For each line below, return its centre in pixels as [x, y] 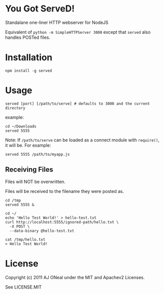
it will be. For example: [28, 145]
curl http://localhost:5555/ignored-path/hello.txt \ [62, 222]
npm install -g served [29, 71]
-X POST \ [20, 226]
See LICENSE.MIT [23, 287]
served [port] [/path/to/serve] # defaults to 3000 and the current [78, 103]
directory [15, 108]
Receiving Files [29, 170]
